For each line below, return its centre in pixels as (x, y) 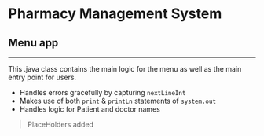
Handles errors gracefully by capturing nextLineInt (103, 92)
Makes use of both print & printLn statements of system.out (118, 101)
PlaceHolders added (60, 124)
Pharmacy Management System (115, 14)
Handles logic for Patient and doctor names (90, 109)
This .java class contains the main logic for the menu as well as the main (125, 69)
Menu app (33, 43)
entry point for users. (42, 77)
